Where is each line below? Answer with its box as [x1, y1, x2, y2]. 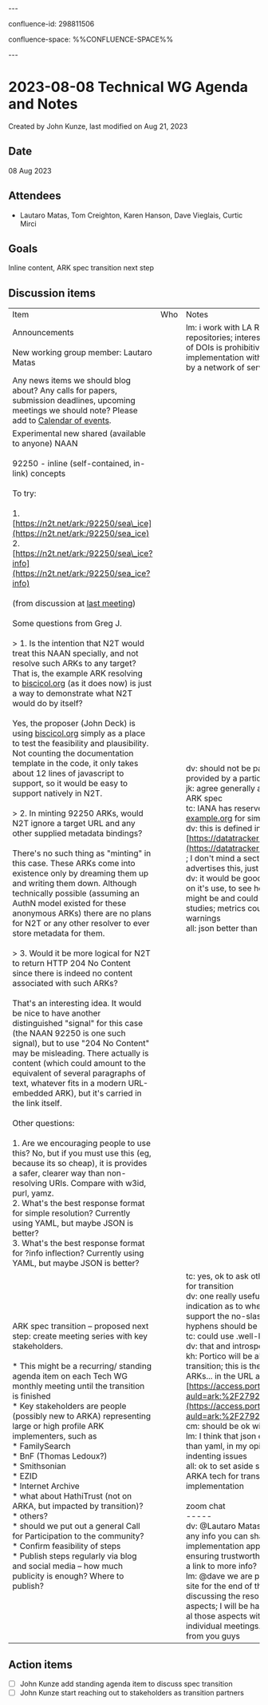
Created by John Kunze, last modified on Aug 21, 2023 [8, 121, 188, 131]
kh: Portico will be [186, 1351, 253, 1362]
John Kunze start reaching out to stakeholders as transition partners [19, 1688, 245, 1698]
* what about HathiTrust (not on [12, 1491, 132, 1502]
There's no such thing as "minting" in [12, 848, 152, 859]
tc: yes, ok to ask [186, 1271, 249, 1282]
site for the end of [186, 1580, 253, 1591]
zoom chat [186, 1500, 226, 1511]
